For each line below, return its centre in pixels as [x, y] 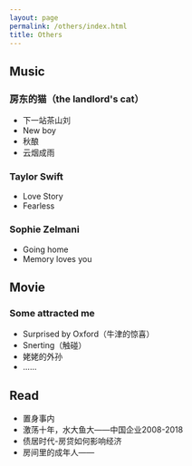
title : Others [36, 34]
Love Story [43, 197]
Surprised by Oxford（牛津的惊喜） [88, 334]
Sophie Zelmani [44, 229]
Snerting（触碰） [54, 345]
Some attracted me [52, 313]
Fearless [38, 206]
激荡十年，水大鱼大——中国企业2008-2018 [103, 430]
